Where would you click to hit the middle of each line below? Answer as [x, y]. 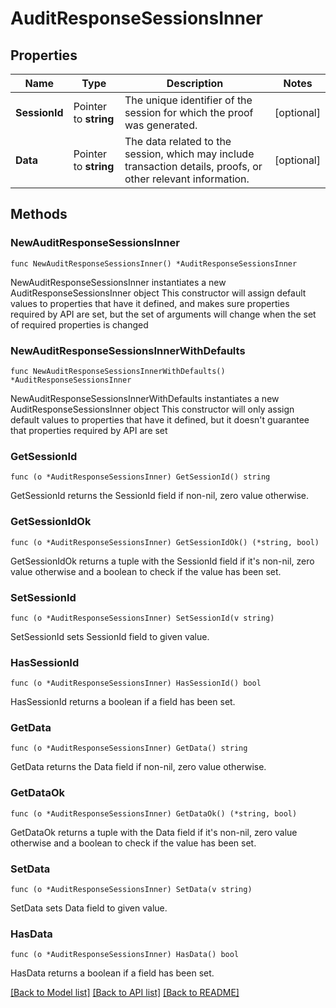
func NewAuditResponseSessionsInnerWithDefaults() [118, 371]
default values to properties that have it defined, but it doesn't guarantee [160, 419]
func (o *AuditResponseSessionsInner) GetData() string [129, 748]
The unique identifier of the [188, 100]
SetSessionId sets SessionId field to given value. [110, 636]
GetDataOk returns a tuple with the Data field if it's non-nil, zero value [154, 832]
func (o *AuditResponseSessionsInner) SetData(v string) [131, 890]
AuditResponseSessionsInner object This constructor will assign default [158, 293]
